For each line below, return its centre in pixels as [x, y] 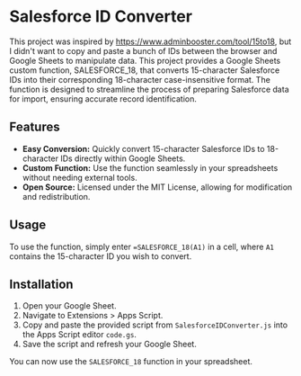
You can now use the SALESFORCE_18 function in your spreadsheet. [131, 362]
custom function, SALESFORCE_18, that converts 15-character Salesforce [145, 70]
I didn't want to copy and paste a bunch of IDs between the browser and [143, 50]
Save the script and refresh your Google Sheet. [110, 345]
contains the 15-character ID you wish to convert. [101, 256]
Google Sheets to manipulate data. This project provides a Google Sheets [145, 60]
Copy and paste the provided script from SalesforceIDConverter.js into [155, 325]
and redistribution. [56, 196]
